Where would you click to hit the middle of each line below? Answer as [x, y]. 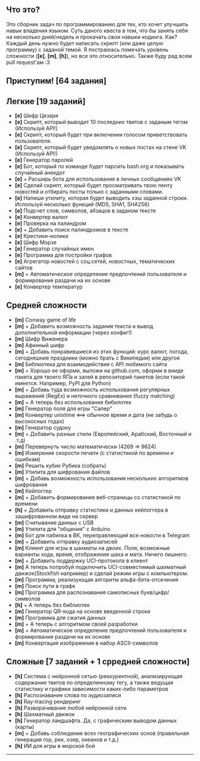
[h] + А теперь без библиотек [52, 605]
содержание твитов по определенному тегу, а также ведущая [94, 682]
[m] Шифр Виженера [41, 339]
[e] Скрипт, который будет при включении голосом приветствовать [101, 135]
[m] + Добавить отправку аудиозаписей [66, 542]
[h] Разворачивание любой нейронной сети [71, 708]
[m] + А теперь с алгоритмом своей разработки [76, 624]
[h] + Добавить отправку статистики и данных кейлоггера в [91, 510]
